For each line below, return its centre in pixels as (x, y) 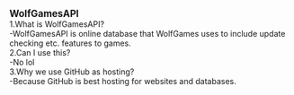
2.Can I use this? (40, 52)
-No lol (22, 62)
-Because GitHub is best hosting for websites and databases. (123, 81)
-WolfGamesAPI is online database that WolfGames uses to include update (147, 34)
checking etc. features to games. (71, 43)
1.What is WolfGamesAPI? (57, 24)
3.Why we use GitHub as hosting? (72, 72)
